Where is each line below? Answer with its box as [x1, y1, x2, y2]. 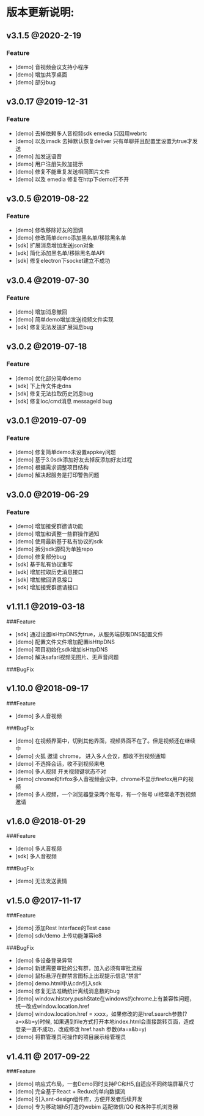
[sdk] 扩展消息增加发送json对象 [15, 242, 95, 249]
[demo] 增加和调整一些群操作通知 [15, 530, 100, 537]
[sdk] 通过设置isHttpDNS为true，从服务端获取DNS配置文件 [15, 630, 164, 637]
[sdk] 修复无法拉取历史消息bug [15, 389, 93, 397]
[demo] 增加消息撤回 [15, 308, 68, 315]
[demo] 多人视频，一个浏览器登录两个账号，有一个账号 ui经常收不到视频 [15, 790, 197, 798]
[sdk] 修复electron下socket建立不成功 [15, 257, 111, 265]
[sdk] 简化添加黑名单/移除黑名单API [15, 249, 105, 257]
